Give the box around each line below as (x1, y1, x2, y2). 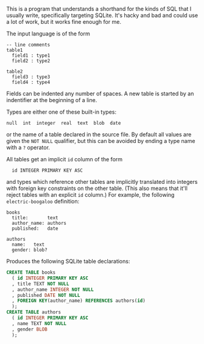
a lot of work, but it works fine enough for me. (6, 18, 122, 25)
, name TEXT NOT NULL (12, 320, 67, 326)
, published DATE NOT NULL (12, 292, 80, 298)
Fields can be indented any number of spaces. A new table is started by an (6, 90, 194, 97)
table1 (6, 47, 23, 53)
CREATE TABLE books (6, 269, 56, 276)
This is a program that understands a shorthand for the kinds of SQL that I (6, 5, 192, 12)
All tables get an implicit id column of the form (6, 156, 123, 163)
